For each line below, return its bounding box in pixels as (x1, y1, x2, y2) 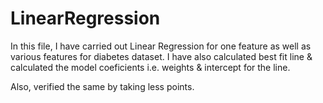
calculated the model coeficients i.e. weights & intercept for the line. (10, 61, 291, 73)
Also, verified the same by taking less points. (10, 80, 195, 92)
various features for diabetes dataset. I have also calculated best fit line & (10, 50, 313, 62)
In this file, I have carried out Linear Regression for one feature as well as (10, 40, 312, 52)
